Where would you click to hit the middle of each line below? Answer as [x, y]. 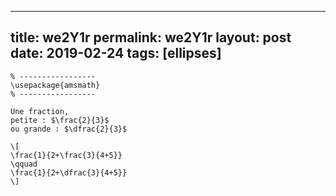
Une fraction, [40, 111]
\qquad [24, 164]
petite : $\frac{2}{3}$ [60, 120]
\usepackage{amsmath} [55, 85]
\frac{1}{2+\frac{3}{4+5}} [66, 155]
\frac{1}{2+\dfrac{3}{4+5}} [69, 172]
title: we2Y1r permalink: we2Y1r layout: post [151, 37]
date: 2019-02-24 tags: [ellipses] [116, 53]
